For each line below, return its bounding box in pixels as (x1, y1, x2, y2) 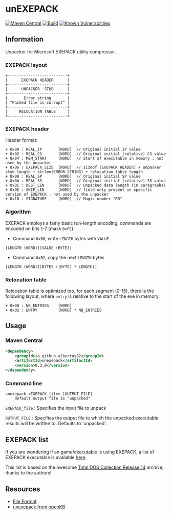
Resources (5, 485, 40, 493)
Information (5, 35, 44, 44)
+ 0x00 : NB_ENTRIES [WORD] (5, 303, 72, 308)
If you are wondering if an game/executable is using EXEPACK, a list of (5, 449, 155, 455)
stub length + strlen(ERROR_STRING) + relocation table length (5, 169, 143, 175)
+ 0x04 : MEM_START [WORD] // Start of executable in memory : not (5, 156, 164, 161)
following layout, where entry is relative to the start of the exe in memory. (5, 293, 160, 299)
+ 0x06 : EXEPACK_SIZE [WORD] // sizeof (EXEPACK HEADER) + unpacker (5, 165, 161, 170)
